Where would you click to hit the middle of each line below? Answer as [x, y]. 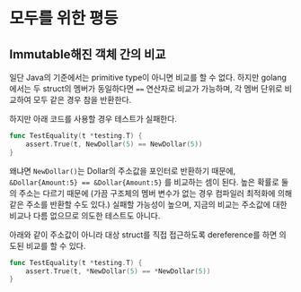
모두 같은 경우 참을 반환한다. [82, 100]
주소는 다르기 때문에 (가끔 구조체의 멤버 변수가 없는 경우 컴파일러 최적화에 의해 [155, 193]
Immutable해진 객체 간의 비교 [88, 54]
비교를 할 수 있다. [56, 245]
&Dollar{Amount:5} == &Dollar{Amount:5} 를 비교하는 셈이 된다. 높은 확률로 [145, 182]
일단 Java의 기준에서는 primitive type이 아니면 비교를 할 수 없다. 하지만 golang [148, 77]
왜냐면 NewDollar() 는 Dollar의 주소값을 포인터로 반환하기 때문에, [123, 170]
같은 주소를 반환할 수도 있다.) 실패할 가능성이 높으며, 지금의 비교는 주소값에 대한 [148, 204]
